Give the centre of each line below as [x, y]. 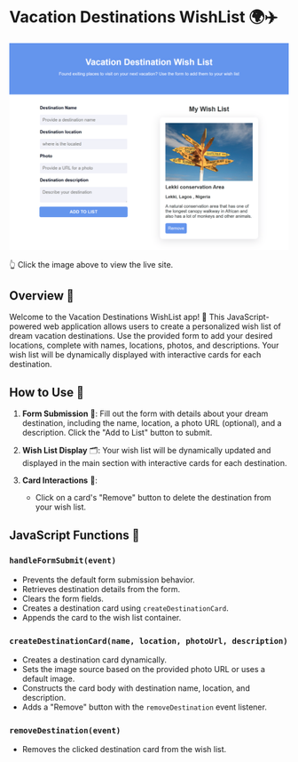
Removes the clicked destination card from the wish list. [124, 750]
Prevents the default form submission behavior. [108, 580]
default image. [48, 679]
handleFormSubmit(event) [63, 561]
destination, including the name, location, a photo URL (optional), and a [152, 423]
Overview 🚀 [42, 296]
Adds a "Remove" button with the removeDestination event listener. [145, 707]
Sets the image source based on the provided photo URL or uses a [144, 670]
